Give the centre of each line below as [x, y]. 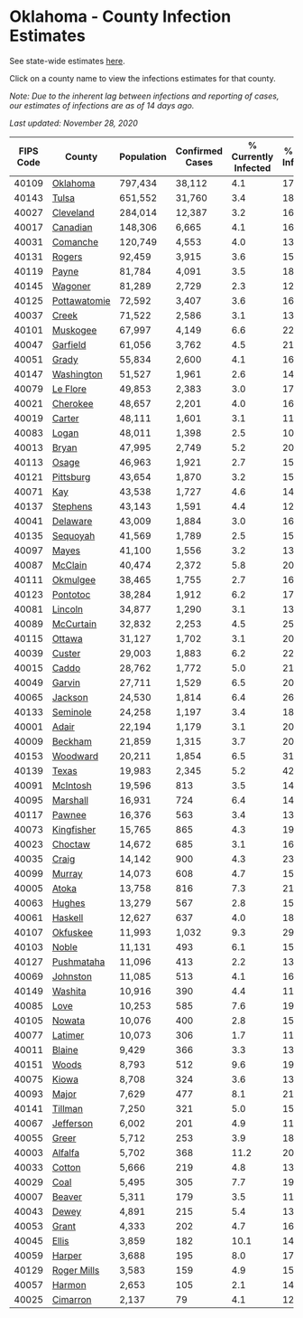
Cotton [66, 1167]
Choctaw [71, 844]
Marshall [70, 800]
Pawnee [69, 814]
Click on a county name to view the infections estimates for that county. [143, 78]
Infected [252, 167]
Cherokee [73, 403]
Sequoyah [73, 535]
